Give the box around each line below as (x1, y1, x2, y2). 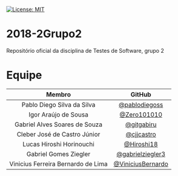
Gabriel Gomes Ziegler (26, 149, 91, 158)
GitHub (130, 90, 151, 98)
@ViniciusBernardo (113, 160, 168, 168)
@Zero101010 (119, 110, 162, 118)
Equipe (6, 69, 42, 82)
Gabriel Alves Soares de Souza (15, 120, 103, 129)
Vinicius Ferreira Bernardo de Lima (9, 160, 108, 168)
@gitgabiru (125, 120, 157, 129)
